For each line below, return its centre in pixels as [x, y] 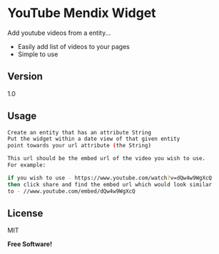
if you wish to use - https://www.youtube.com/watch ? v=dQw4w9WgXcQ [110, 178]
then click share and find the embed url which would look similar [110, 184]
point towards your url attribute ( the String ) [80, 146]
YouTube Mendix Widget [82, 13]
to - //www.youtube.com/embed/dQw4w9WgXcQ [71, 191]
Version [25, 76]
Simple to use [38, 54]
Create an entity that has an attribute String [80, 132]
